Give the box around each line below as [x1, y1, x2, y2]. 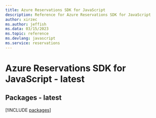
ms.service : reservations [5, 41, 60, 46]
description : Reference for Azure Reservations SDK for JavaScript [5, 12, 151, 17]
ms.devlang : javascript [5, 36, 56, 41]
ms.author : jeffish [5, 21, 47, 27]
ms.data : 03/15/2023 [5, 26, 49, 32]
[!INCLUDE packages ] [5, 107, 51, 113]
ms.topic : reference [5, 31, 49, 36]
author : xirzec [5, 17, 38, 22]
